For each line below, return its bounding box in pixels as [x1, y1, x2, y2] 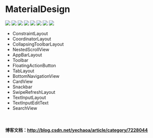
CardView [12, 78, 33, 84]
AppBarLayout [12, 52, 42, 58]
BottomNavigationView [12, 73, 60, 79]
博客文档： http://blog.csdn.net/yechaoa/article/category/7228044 [5, 127, 148, 133]
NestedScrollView [12, 46, 49, 52]
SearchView [12, 105, 37, 111]
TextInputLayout [12, 94, 46, 100]
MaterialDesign [5, 4, 70, 15]
